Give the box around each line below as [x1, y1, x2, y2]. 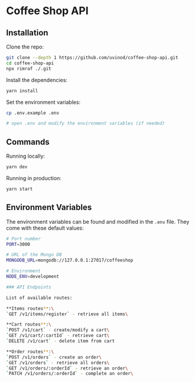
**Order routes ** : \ [6, 348, 54, 355]
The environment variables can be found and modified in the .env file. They [6, 218, 190, 225]
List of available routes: [6, 295, 73, 301]
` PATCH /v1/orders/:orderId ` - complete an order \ [6, 371, 134, 377]
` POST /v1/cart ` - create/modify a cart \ [6, 327, 110, 333]
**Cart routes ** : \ [6, 322, 51, 328]
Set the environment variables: [6, 99, 81, 106]
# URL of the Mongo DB [6, 252, 62, 258]
